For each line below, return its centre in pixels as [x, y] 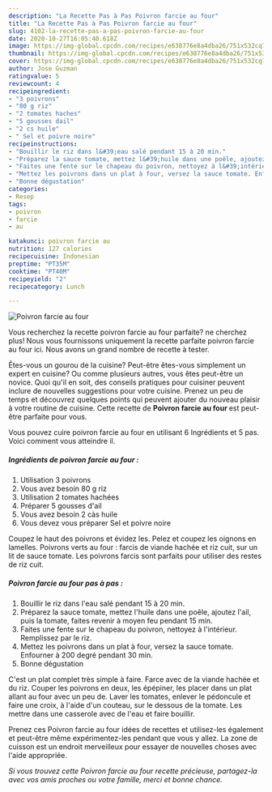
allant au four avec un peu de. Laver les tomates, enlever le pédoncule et [130, 696]
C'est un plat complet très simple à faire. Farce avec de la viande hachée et [134, 679]
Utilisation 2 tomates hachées [70, 497]
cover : [19, 62]
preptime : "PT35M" [39, 264]
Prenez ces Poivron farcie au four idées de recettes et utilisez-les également [136, 730]
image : [19, 46]
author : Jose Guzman [43, 69]
